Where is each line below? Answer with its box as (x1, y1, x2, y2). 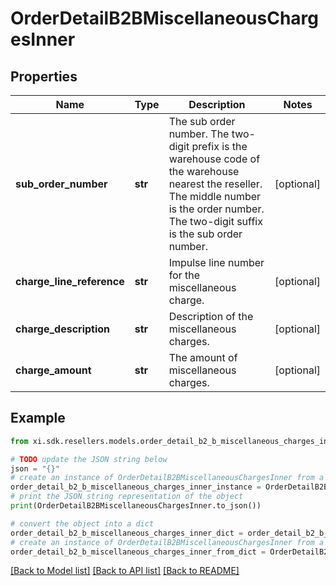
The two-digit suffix (168, 215, 263, 228)
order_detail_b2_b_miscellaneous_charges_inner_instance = (10, 482, 262, 492)
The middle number (168, 190, 262, 203)
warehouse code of (168, 152, 261, 166)
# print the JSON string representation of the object (10, 492, 244, 502)
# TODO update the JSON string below (10, 454, 168, 464)
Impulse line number (168, 256, 265, 269)
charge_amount (15, 363, 92, 377)
